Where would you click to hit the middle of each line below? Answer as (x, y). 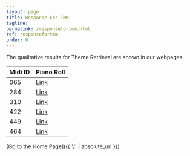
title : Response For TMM (38, 18)
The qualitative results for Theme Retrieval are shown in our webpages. (95, 57)
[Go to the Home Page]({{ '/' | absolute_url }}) (63, 146)
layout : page (23, 12)
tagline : (17, 23)
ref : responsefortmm (32, 34)
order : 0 (17, 40)
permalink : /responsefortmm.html (48, 29)
